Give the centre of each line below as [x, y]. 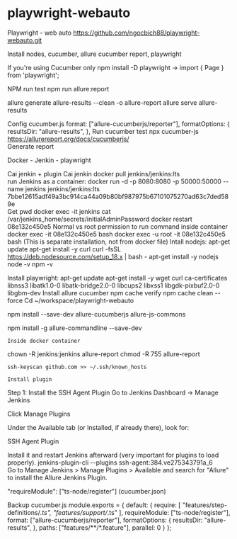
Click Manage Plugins [39, 414]
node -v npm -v [30, 264]
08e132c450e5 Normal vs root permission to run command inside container [118, 226]
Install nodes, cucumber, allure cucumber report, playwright [94, 54]
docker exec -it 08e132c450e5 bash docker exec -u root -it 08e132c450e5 [117, 234]
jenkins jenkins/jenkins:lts [63, 188]
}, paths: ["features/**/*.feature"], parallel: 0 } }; [102, 527]
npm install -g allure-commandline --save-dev [75, 328]
